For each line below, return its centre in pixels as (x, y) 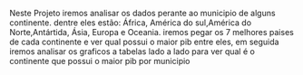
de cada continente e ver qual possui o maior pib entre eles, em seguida (144, 42)
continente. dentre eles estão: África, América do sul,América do (131, 23)
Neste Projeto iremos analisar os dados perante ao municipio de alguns (142, 13)
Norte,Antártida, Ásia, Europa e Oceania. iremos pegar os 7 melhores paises (152, 32)
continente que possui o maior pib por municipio (100, 61)
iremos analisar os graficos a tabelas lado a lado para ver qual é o (132, 52)
